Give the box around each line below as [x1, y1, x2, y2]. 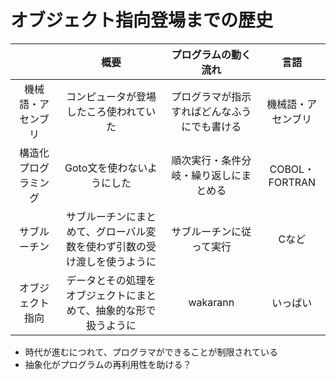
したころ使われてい [66, 104, 157, 118]
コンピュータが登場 [65, 89, 157, 103]
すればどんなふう [171, 104, 252, 118]
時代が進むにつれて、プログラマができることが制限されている [24, 346, 278, 358]
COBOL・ [269, 162, 315, 176]
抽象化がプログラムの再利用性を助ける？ [24, 358, 192, 370]
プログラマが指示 [171, 89, 252, 103]
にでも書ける [181, 119, 242, 133]
